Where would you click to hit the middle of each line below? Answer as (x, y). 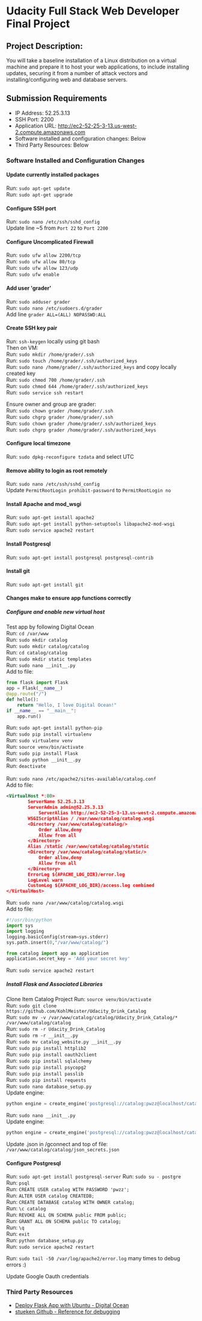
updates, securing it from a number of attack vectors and (77, 73)
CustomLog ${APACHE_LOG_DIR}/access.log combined (91, 886)
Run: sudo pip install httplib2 (46, 1048)
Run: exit (18, 1234)
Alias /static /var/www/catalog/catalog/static (88, 847)
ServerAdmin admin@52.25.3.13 (66, 807)
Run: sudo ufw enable (33, 274)
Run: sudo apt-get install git (45, 584)
